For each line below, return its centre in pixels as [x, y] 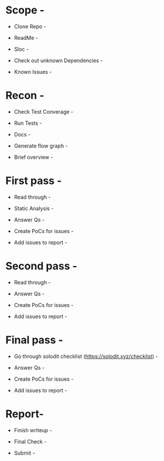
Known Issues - [33, 71]
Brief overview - [33, 157]
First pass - [34, 181]
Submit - [25, 453]
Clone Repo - [30, 26]
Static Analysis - [34, 208]
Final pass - [35, 340]
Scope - [25, 10]
